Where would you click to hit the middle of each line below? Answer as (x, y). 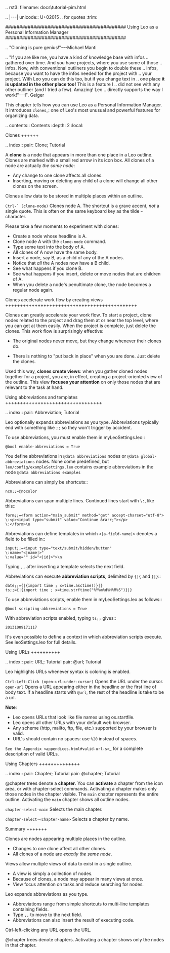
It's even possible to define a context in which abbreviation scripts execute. (84, 637)
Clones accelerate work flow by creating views (54, 300)
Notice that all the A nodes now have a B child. (61, 263)
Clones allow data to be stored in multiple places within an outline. (74, 196)
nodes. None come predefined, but (73, 461)
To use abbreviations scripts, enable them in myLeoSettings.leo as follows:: (84, 599)
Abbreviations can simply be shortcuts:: (47, 482)
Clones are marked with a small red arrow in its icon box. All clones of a (80, 160)
